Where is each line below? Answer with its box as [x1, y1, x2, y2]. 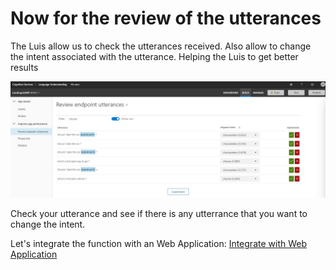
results [10, 61, 39, 73]
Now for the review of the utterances [10, 7, 322, 30]
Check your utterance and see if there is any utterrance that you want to [10, 207, 308, 219]
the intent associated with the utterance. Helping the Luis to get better [10, 50, 299, 62]
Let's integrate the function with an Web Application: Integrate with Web [10, 237, 307, 249]
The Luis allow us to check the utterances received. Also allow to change [10, 40, 312, 52]
